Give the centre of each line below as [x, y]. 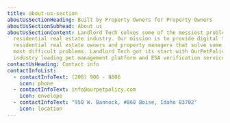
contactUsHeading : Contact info [53, 64]
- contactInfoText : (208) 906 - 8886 [67, 77]
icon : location [41, 109]
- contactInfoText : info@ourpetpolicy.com [75, 90]
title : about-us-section [42, 13]
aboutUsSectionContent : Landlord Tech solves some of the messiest [105, 32]
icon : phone [36, 83]
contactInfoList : [32, 70]
